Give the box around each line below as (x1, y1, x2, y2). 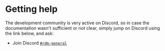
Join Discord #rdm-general (12, 40, 67, 46)
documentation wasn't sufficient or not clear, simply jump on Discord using (5, 25, 160, 31)
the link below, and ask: (5, 30, 54, 36)
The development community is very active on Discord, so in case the (5, 20, 149, 26)
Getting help (5, 3, 58, 15)
